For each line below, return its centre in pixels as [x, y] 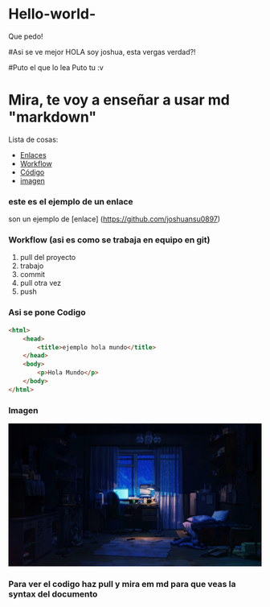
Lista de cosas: [33, 139]
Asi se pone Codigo [47, 312]
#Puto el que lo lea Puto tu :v [56, 67]
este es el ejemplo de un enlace [71, 201]
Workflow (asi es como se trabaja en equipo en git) [109, 240]
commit [33, 275]
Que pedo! [26, 36]
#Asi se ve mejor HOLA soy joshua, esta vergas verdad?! [102, 52]
